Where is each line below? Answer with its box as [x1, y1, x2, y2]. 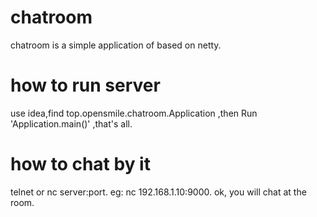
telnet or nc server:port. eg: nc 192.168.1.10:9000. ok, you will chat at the [10, 186, 307, 198]
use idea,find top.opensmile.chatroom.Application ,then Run [10, 107, 258, 119]
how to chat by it [10, 153, 151, 176]
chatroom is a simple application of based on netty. [10, 39, 222, 51]
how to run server [10, 74, 161, 97]
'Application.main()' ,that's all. [10, 117, 133, 130]
